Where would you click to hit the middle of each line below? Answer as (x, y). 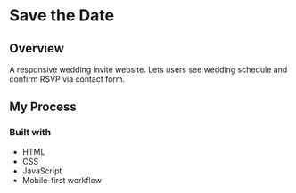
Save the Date (62, 16)
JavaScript (42, 171)
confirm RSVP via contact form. (67, 79)
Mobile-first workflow (62, 180)
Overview (37, 48)
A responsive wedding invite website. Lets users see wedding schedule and (148, 69)
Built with (30, 133)
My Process (43, 107)
